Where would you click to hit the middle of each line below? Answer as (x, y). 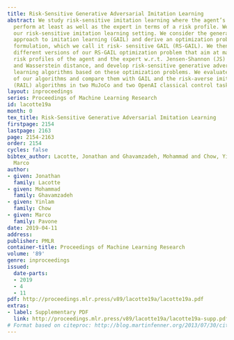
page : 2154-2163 (31, 137)
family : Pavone (36, 221)
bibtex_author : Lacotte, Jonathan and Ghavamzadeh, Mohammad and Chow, (113, 157)
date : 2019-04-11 (32, 228)
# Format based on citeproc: (49, 325)
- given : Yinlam (31, 202)
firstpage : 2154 (31, 124)
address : (20, 235)
